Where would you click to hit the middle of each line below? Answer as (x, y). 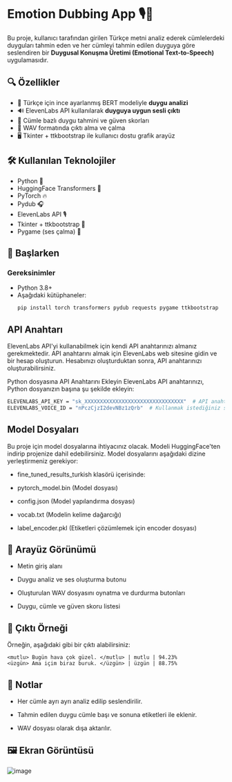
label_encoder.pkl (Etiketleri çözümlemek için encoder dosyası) (107, 528)
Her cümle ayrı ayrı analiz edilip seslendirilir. (80, 701)
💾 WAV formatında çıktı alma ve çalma (71, 128)
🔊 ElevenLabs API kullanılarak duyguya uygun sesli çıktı (99, 110)
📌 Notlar (25, 685)
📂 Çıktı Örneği (37, 628)
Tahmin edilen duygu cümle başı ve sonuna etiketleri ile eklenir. (107, 714)
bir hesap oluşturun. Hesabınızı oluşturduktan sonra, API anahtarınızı (105, 360)
